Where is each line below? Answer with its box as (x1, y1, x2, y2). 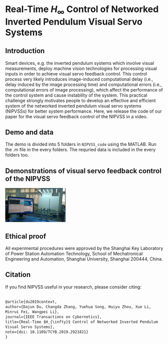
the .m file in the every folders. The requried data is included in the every (5, 147, 156, 153)
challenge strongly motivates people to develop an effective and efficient (5, 97, 156, 104)
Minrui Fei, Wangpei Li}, (5, 309, 59, 314)
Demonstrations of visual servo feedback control (5, 166, 162, 175)
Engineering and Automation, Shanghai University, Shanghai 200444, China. (5, 256, 163, 262)
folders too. (5, 152, 29, 158)
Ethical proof (5, 232, 47, 240)
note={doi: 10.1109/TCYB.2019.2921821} (5, 329, 89, 334)
